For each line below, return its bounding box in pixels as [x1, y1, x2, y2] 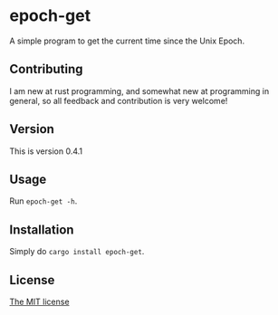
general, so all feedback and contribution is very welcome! [9, 95, 228, 106]
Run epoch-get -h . [9, 196, 78, 206]
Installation [9, 222, 74, 237]
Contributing [9, 62, 83, 77]
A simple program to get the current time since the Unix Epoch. [9, 35, 245, 46]
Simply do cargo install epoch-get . [9, 246, 145, 257]
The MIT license [9, 296, 70, 307]
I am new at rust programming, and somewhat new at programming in [9, 85, 270, 96]
